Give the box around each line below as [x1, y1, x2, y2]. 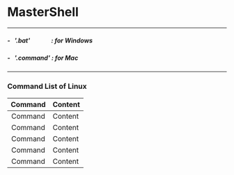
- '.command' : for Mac [7, 53, 79, 62]
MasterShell [7, 4, 79, 20]
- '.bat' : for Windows [7, 36, 93, 44]
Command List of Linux [7, 81, 87, 91]
